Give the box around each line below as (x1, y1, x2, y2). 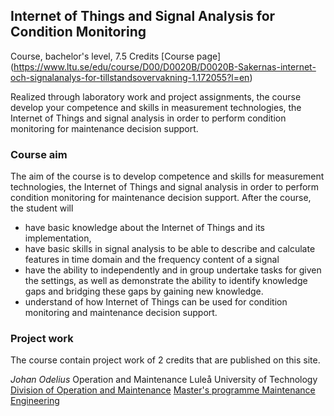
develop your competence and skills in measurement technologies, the (10, 101, 302, 113)
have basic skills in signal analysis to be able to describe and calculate (24, 243, 316, 255)
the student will (10, 202, 74, 214)
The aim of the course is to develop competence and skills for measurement (10, 170, 325, 183)
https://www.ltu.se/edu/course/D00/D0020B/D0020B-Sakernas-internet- (13, 60, 317, 73)
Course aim (10, 147, 68, 161)
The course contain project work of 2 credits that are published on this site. (10, 354, 321, 366)
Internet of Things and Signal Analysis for (10, 8, 276, 25)
